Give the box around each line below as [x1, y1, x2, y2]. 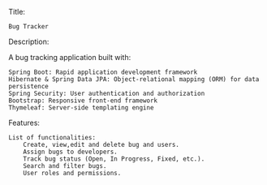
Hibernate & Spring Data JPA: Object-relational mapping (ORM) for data [8, 75, 260, 84]
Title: [8, 7, 26, 16]
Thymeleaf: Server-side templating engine [8, 104, 154, 112]
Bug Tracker [8, 23, 49, 31]
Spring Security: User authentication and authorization [8, 89, 205, 97]
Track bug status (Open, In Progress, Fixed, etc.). [23, 155, 205, 163]
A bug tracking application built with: [8, 53, 131, 62]
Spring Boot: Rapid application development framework [8, 68, 198, 76]
